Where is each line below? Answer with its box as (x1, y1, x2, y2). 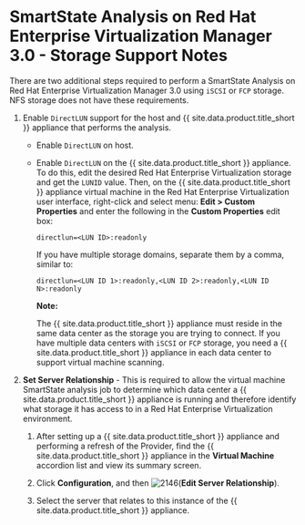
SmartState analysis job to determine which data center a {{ (22, 384, 248, 395)
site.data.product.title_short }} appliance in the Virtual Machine (36, 449, 275, 461)
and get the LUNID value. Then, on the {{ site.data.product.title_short (36, 176, 291, 188)
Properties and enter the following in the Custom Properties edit (36, 205, 280, 216)
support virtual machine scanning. (36, 356, 165, 367)
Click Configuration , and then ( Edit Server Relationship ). (36, 477, 280, 489)
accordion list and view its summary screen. (36, 459, 202, 470)
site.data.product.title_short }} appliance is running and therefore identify (22, 394, 297, 405)
